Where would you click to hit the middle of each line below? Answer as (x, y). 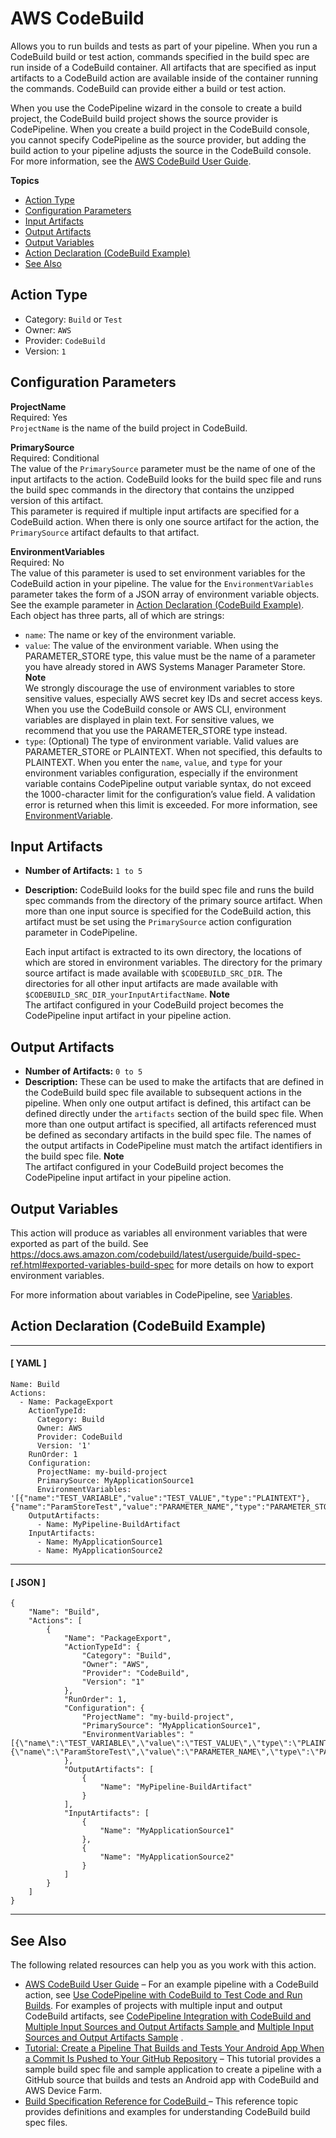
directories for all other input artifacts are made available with (151, 984)
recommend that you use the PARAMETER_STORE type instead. (156, 730)
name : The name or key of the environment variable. (130, 634)
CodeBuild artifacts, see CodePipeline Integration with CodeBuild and (168, 2016)
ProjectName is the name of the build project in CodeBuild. (129, 428)
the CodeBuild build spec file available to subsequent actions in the (163, 1093)
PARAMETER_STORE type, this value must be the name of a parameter (170, 656)
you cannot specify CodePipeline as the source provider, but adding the (158, 139)
